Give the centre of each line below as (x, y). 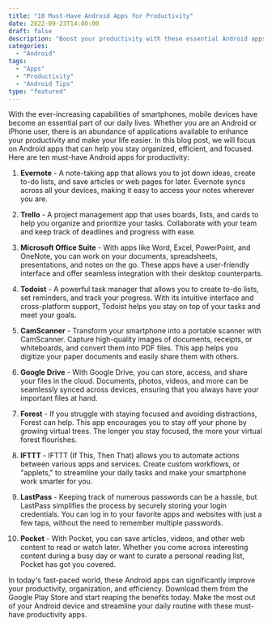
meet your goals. (48, 315)
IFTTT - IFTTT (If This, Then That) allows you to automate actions (130, 456)
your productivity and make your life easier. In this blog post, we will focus (132, 140)
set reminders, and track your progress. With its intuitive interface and (137, 298)
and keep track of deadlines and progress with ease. (108, 232)
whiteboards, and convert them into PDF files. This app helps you (129, 348)
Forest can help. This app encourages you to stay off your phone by (133, 423)
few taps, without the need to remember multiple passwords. (122, 523)
